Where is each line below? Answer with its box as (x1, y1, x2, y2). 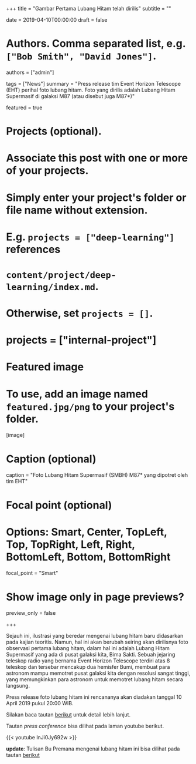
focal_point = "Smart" (6, 570, 59, 577)
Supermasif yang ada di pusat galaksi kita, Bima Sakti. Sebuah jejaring (6, 651, 176, 658)
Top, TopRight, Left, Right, (6, 537, 136, 551)
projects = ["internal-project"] (6, 334, 157, 347)
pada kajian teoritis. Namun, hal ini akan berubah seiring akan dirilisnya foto (6, 638, 188, 645)
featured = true (6, 104, 43, 111)
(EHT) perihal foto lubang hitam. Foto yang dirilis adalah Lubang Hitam (6, 86, 176, 93)
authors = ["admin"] (6, 69, 54, 76)
